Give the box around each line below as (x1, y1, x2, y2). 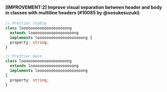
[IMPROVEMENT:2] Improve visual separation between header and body (5, 4, 162, 10)
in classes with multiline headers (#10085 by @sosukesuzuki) (5, 9, 140, 15)
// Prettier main (5, 54, 42, 59)
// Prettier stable (5, 21, 47, 26)
